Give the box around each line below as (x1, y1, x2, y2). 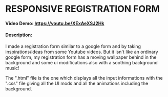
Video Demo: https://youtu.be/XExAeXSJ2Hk (5, 20, 104, 26)
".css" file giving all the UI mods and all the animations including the (5, 80, 149, 86)
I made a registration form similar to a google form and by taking (5, 43, 141, 49)
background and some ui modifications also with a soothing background (5, 59, 158, 65)
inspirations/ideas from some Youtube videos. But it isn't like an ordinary (5, 48, 158, 55)
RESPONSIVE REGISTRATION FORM (5, 3, 160, 15)
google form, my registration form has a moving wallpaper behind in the (5, 54, 157, 60)
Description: (5, 32, 32, 38)
